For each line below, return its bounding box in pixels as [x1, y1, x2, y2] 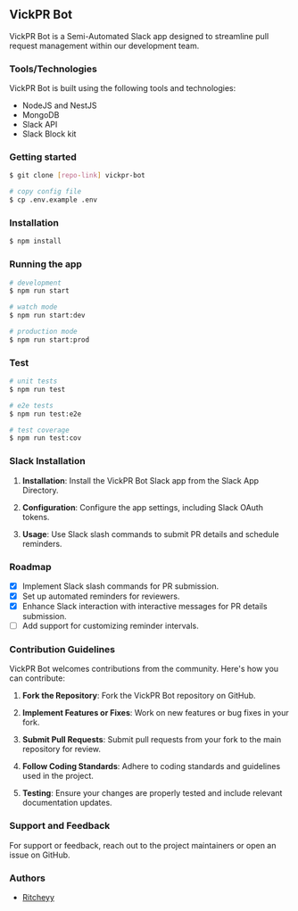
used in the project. [21, 771, 94, 782]
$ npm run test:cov [9, 434, 82, 443]
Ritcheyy [21, 892, 55, 903]
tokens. [21, 511, 50, 522]
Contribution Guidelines [9, 643, 116, 656]
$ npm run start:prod [9, 335, 90, 344]
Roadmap [9, 560, 52, 573]
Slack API [21, 120, 58, 130]
